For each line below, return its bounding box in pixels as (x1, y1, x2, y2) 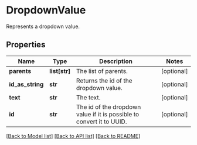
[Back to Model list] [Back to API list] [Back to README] (6, 132, 141, 139)
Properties (6, 40, 46, 50)
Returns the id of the (76, 77, 133, 85)
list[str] (49, 67, 71, 75)
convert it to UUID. (76, 118, 127, 126)
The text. (76, 93, 101, 101)
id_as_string (9, 80, 44, 88)
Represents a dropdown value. (6, 23, 80, 30)
